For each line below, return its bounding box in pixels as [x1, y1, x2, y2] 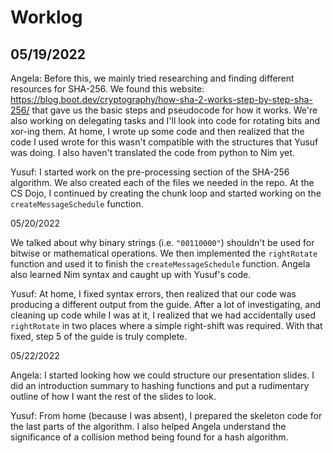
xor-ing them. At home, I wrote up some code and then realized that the [10, 126, 305, 137]
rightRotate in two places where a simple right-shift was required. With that [10, 320, 323, 331]
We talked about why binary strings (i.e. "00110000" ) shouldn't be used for [10, 237, 315, 248]
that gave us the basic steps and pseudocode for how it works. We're [31, 104, 318, 116]
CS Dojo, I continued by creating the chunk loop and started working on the [10, 187, 322, 199]
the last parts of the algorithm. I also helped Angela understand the [10, 421, 287, 432]
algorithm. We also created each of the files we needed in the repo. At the [10, 177, 315, 188]
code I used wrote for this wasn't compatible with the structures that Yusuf [10, 136, 319, 148]
